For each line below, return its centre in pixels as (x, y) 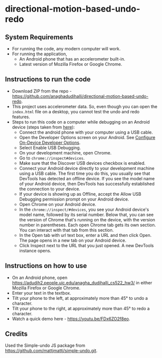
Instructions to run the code (48, 79)
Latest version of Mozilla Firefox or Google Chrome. (71, 64)
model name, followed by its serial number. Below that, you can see (86, 215)
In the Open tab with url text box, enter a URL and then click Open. (85, 235)
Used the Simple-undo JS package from (45, 345)
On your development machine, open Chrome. (65, 153)
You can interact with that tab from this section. (66, 230)
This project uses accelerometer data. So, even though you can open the (85, 106)
